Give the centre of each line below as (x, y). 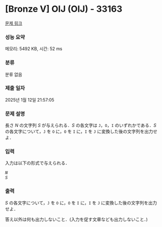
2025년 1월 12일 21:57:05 (30, 100)
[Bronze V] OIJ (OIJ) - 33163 (64, 9)
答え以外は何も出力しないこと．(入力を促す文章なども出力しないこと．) (77, 219)
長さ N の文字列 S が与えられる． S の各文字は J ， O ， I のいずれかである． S (81, 126)
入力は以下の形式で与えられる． (37, 163)
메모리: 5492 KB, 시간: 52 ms (34, 49)
